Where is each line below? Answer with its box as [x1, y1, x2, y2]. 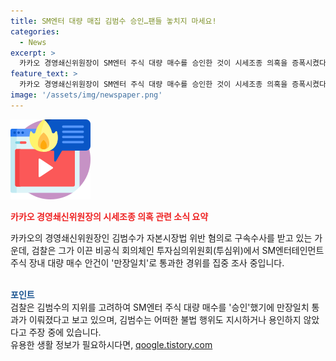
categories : [10, 26, 60, 37]
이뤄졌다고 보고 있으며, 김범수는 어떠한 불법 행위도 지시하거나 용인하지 [28, 313, 302, 325]
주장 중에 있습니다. [28, 326, 102, 338]
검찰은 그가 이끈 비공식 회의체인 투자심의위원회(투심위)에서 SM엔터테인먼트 [31, 244, 325, 256]
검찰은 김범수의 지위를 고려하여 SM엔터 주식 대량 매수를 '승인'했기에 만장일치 [10, 301, 310, 313]
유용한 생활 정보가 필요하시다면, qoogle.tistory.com [10, 338, 213, 350]
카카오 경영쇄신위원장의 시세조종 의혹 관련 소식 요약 [10, 210, 209, 222]
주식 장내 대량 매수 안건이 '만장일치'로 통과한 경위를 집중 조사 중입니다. [10, 256, 285, 269]
